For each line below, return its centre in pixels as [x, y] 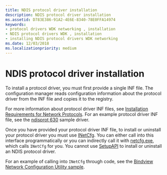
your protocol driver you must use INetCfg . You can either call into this [80, 135]
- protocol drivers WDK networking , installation [60, 29]
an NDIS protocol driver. [31, 151]
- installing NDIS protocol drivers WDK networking [61, 39]
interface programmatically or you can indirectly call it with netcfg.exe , [80, 140]
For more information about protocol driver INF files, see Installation [77, 109]
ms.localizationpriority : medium [41, 48]
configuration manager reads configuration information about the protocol [83, 93]
